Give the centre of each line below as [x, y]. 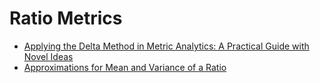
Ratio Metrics [66, 18]
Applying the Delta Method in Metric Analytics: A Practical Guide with [166, 46]
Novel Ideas [48, 56]
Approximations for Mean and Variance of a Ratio [125, 67]
